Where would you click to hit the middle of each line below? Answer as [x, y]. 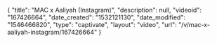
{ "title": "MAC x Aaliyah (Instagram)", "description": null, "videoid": [105, 10]
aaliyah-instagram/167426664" [52, 32]
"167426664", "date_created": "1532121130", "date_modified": [97, 17]
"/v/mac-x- [194, 25]
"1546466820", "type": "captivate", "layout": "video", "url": [92, 25]
